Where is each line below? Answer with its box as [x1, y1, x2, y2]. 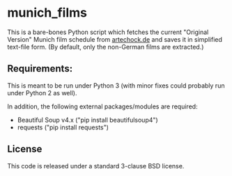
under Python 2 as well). [7, 88, 77, 97]
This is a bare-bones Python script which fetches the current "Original [7, 28, 209, 36]
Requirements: [7, 63, 73, 74]
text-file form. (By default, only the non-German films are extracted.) [7, 42, 204, 51]
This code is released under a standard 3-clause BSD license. [7, 161, 185, 170]
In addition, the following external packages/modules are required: [7, 102, 198, 111]
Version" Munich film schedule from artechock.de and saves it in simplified [7, 35, 223, 43]
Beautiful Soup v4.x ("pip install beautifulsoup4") [17, 115, 158, 124]
